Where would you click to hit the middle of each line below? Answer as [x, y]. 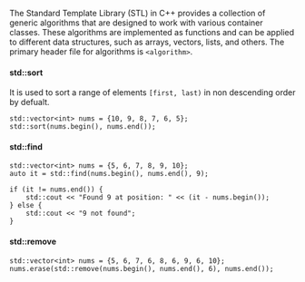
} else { [26, 206]
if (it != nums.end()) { [56, 190]
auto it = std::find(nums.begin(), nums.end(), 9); [109, 174]
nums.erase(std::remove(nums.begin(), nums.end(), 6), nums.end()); [142, 268]
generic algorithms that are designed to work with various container [136, 23]
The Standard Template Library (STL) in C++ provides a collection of [138, 13]
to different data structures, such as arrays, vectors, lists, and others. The [147, 42]
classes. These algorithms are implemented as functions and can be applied [152, 32]
